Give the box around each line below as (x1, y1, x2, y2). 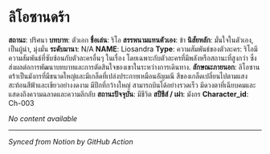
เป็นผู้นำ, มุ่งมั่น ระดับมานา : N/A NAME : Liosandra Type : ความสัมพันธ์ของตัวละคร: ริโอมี (8, 44, 259, 54)
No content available (8, 113, 78, 124)
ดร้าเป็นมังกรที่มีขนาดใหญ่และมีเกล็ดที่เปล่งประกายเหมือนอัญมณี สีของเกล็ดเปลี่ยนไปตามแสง (8, 71, 247, 80)
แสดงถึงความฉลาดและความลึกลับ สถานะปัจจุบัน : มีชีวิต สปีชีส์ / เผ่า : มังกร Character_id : (8, 89, 249, 99)
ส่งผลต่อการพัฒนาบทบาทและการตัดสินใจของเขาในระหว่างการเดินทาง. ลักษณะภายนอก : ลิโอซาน (8, 62, 260, 71)
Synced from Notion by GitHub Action (8, 136, 134, 146)
